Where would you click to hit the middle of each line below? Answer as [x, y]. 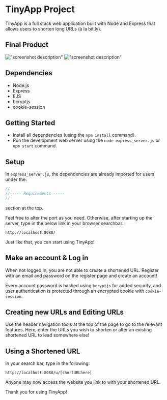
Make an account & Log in [47, 258]
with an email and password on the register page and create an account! [81, 275]
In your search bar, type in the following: [48, 363]
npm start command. [35, 146]
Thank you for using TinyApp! [36, 392]
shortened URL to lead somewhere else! [47, 335]
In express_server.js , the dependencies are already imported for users [80, 174]
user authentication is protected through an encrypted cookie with [75, 291]
